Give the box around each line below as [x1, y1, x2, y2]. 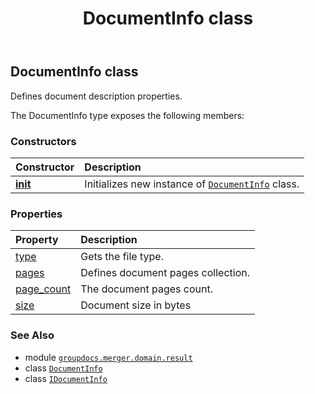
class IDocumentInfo [24, 372, 108, 384]
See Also [10, 328, 55, 342]
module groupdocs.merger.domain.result [24, 351, 193, 363]
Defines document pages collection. [80, 266, 251, 280]
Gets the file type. [80, 250, 164, 264]
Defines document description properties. [10, 90, 183, 102]
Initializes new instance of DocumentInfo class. [84, 177, 300, 191]
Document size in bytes [80, 298, 192, 312]
